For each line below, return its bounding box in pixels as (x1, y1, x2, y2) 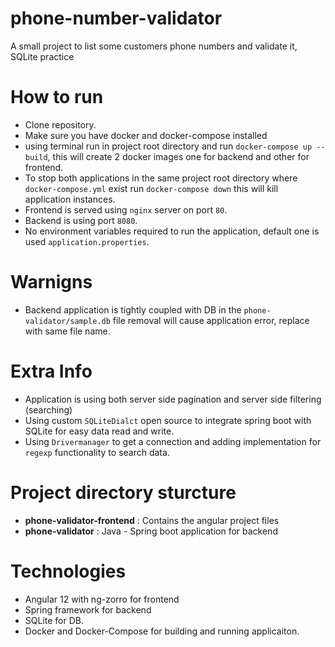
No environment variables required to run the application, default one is (24, 225, 320, 237)
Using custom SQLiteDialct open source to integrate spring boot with (24, 414, 312, 426)
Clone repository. (24, 118, 97, 131)
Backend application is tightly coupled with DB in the (24, 303, 242, 316)
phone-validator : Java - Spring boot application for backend (24, 525, 278, 537)
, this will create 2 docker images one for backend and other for (47, 150, 310, 162)
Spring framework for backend (24, 603, 152, 616)
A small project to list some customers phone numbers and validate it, (10, 40, 298, 52)
